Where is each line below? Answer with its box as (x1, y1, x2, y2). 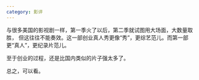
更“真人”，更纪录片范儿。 (6, 41, 70, 48)
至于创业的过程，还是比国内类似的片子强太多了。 (6, 54, 129, 61)
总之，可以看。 (6, 67, 44, 75)
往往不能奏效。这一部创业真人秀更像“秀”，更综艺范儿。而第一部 (29, 34, 189, 41)
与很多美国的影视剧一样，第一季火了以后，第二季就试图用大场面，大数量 (6, 26, 187, 33)
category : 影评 (6, 8, 43, 15)
